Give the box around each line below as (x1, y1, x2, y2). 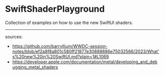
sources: (5, 33, 23, 40)
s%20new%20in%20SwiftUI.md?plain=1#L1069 (12, 53, 109, 59)
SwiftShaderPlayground (5, 3, 105, 15)
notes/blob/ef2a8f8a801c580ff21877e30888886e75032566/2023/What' (12, 48, 160, 54)
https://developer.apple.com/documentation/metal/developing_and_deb (12, 59, 158, 65)
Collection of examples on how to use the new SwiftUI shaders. (5, 20, 134, 25)
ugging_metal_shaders (12, 64, 58, 70)
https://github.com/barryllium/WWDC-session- (12, 43, 108, 49)
